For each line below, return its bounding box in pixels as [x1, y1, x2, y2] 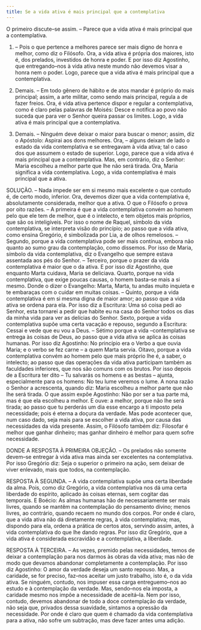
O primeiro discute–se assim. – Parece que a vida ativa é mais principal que [6, 25, 193, 32]
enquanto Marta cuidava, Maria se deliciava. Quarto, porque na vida [6, 269, 174, 277]
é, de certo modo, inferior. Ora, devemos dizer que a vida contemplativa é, [6, 193, 190, 200]
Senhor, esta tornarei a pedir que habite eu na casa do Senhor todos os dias [6, 307, 194, 315]
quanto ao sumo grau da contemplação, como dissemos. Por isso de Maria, [6, 244, 193, 251]
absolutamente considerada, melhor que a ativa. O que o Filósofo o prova [6, 199, 188, 206]
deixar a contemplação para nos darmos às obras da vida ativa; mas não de [6, 553, 194, 560]
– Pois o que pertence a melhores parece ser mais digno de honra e [14, 43, 183, 50]
